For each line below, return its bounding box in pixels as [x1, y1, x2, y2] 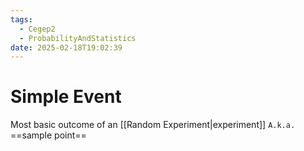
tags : [10, 14, 33, 25]
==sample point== [10, 129, 87, 141]
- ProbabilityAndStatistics [19, 33, 137, 43]
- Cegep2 [19, 24, 56, 34]
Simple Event [10, 86, 122, 108]
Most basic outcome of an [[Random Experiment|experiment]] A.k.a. [10, 119, 296, 131]
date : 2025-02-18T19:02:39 [10, 42, 123, 53]
